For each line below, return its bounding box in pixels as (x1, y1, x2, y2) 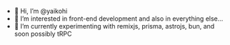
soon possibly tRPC (14, 29, 72, 38)
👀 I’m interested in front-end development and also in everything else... (14, 14, 224, 23)
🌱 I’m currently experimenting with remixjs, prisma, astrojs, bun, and (14, 22, 215, 30)
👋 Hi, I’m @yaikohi (14, 7, 68, 15)
